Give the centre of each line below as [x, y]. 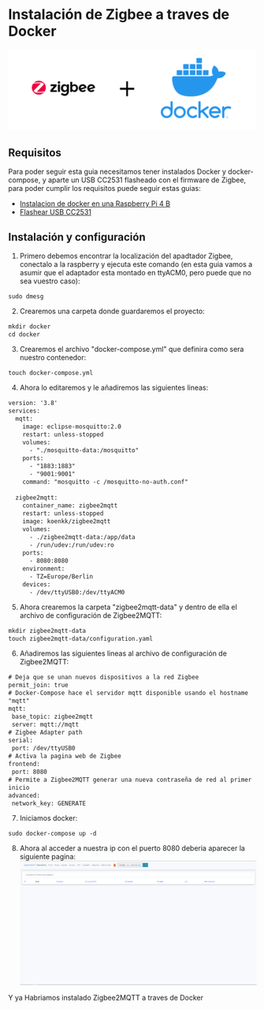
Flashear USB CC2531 [56, 212]
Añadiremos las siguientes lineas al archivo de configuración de [123, 653]
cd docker [24, 334]
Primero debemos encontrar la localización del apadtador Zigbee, [126, 256]
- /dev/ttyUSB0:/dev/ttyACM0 [77, 592]
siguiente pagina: [48, 856]
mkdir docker [30, 326]
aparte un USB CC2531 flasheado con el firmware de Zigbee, [147, 180]
